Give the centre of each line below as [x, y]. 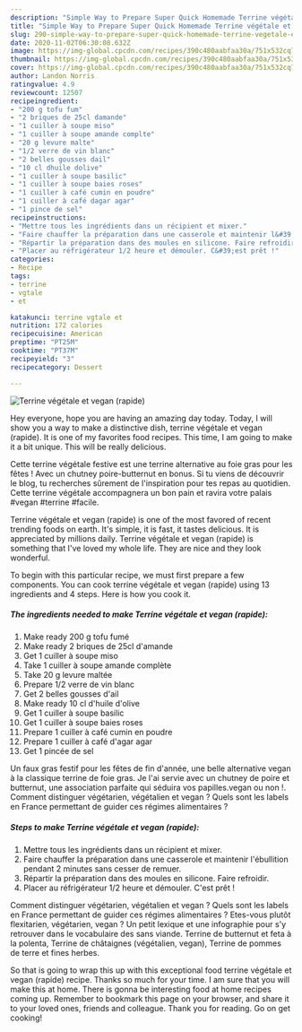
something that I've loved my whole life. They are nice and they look [136, 548]
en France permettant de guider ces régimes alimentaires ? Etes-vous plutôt [151, 915]
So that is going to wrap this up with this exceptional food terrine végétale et [151, 970]
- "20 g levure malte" [52, 143]
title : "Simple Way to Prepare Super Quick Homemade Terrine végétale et [151, 26]
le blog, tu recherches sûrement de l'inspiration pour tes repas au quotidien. [150, 483]
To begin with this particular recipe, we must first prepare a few [127, 575]
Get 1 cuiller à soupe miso [71, 656]
